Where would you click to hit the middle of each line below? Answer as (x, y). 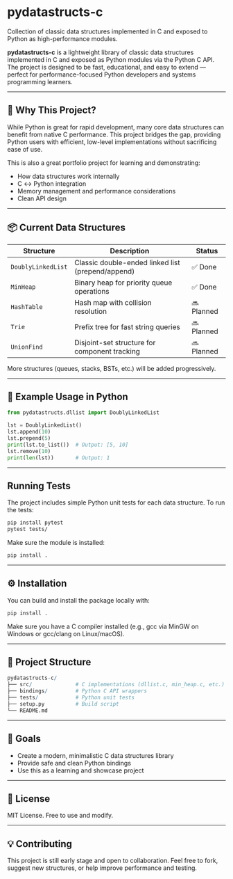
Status (207, 251)
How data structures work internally (68, 176)
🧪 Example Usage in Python (68, 396)
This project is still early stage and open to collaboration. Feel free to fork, (113, 861)
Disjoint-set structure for (115, 342)
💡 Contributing (40, 844)
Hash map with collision (113, 302)
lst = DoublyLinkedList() (44, 425)
